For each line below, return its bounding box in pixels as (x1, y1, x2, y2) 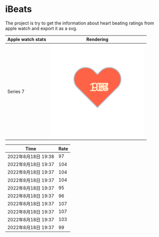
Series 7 (7, 88, 25, 94)
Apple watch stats (7, 36, 46, 42)
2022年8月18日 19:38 (7, 153, 54, 159)
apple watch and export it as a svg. (5, 25, 77, 31)
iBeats (5, 3, 32, 15)
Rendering (86, 36, 108, 42)
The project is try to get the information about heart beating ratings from (5, 20, 154, 26)
